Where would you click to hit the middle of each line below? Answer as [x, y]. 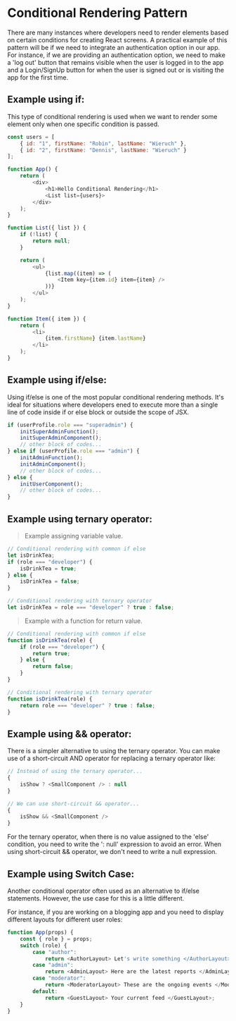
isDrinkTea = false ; [50, 582]
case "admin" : [53, 965]
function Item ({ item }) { [47, 318]
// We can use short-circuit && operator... [73, 804]
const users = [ [31, 137]
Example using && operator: [70, 734]
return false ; [53, 667]
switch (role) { [44, 946]
